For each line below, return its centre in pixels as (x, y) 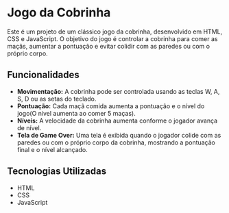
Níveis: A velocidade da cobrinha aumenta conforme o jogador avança (117, 121)
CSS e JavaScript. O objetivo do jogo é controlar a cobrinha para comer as (112, 38)
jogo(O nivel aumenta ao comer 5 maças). (76, 113)
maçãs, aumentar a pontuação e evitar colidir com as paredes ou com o (109, 46)
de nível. (29, 127)
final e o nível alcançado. (52, 149)
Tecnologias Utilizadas (57, 172)
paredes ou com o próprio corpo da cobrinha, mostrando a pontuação (116, 142)
